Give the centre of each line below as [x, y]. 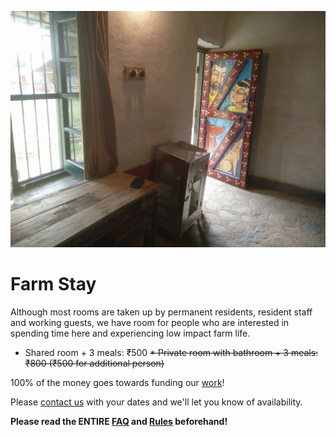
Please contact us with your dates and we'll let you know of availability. [156, 402]
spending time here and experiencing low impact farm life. [130, 333]
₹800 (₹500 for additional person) [94, 363]
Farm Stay [53, 284]
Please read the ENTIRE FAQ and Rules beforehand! [119, 421]
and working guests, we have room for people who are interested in [150, 322]
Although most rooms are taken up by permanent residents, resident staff [161, 312]
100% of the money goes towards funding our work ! [117, 382]
